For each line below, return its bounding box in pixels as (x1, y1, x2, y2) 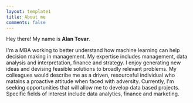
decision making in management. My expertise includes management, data (6, 53, 188, 60)
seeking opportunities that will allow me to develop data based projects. (6, 84, 180, 91)
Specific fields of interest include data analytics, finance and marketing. (6, 90, 180, 97)
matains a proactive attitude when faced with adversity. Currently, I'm (6, 78, 174, 85)
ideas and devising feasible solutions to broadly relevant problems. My (6, 66, 177, 73)
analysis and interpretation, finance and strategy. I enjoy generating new (6, 59, 181, 66)
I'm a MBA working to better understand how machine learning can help (6, 47, 180, 54)
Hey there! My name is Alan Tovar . (6, 36, 91, 43)
